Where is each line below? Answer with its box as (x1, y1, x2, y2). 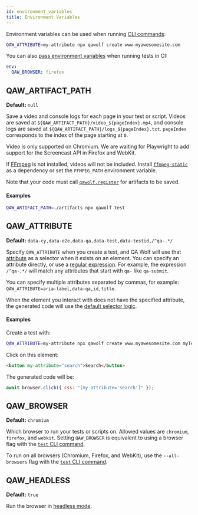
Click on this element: (6, 351, 59, 358)
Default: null (6, 101, 38, 108)
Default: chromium (6, 416, 49, 424)
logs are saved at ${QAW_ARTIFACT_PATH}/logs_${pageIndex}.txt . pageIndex (6, 125, 187, 132)
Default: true (6, 491, 38, 498)
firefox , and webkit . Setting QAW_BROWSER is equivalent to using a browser (6, 434, 184, 441)
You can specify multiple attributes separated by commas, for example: (6, 278, 180, 286)
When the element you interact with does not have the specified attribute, (6, 296, 185, 303)
